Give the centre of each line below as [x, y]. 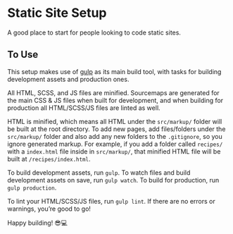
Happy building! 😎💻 [38, 223]
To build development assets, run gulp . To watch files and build [99, 172]
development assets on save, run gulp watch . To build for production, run [113, 180]
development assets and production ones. [68, 79]
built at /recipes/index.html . [49, 159]
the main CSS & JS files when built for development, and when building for [115, 100]
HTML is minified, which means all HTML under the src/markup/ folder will [115, 121]
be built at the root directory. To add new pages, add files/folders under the [116, 129]
